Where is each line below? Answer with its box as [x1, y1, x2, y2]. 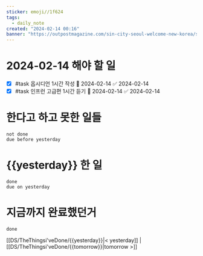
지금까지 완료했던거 [6, 206, 97, 220]
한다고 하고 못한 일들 [6, 111, 101, 125]
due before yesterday [6, 137, 61, 143]
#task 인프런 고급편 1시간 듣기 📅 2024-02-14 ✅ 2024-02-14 [14, 88, 160, 95]
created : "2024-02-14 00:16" [6, 25, 80, 32]
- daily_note [11, 20, 45, 26]
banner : [6, 31, 26, 37]
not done [6, 131, 28, 137]
